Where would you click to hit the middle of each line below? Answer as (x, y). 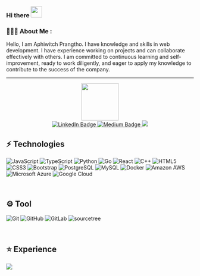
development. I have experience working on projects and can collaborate (96, 51)
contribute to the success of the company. (58, 70)
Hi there (18, 15)
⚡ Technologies (35, 144)
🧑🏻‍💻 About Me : (29, 31)
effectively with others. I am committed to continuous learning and (87, 57)
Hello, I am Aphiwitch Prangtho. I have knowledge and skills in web (88, 44)
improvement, (23, 63)
